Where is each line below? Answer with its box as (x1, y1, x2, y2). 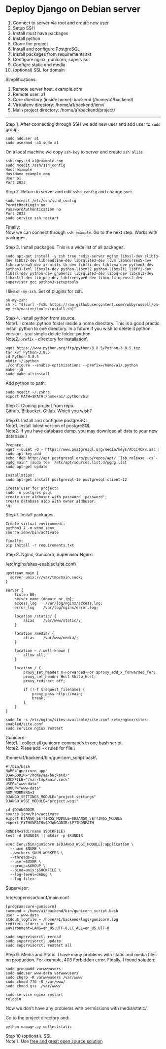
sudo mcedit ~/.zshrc (5, 390, 50, 395)
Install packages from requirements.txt (12, 51, 92, 57)
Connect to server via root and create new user (12, 20, 109, 26)
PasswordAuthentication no (5, 207, 61, 212)
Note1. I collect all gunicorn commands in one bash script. (5, 740, 123, 746)
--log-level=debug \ (10, 872, 52, 877)
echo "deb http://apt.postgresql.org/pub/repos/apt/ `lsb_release (5, 455, 145, 461)
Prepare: (5, 442, 24, 447)
